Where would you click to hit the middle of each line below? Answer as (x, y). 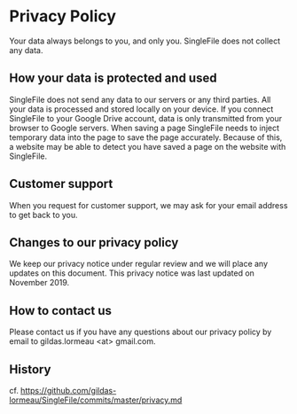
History (30, 369)
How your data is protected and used (113, 78)
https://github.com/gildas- (69, 391)
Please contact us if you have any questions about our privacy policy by (141, 332)
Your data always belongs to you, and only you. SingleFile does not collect (145, 41)
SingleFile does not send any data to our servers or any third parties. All (140, 99)
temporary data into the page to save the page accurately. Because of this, (146, 137)
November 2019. (39, 283)
